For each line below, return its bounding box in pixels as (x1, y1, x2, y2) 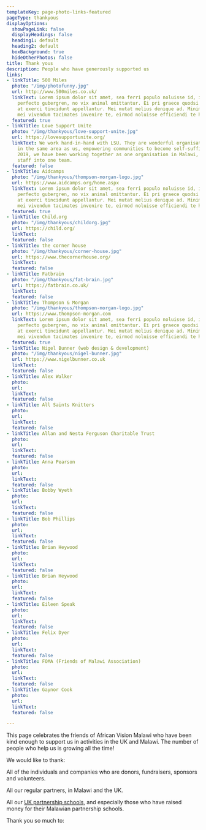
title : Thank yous (6, 60, 53, 66)
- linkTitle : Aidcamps (6, 168, 64, 175)
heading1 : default (12, 37, 59, 43)
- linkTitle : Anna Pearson (6, 459, 75, 465)
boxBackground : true (12, 49, 64, 55)
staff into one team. (17, 157, 72, 163)
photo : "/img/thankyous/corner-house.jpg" (12, 248, 122, 254)
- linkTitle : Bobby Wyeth (6, 488, 72, 494)
